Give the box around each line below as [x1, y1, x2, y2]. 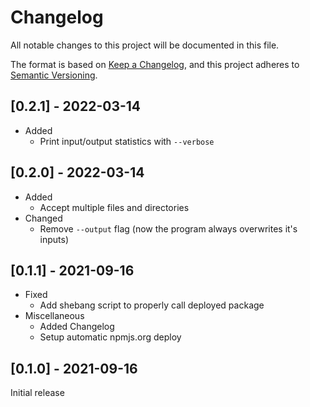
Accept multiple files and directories [39, 201, 190, 213]
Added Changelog [39, 321, 115, 333]
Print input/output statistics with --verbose [39, 135, 215, 147]
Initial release [10, 387, 65, 399]
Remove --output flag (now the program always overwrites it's [39, 222, 298, 235]
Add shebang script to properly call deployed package [39, 299, 265, 311]
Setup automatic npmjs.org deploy [39, 331, 182, 343]
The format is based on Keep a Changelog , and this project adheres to [10, 58, 300, 70]
